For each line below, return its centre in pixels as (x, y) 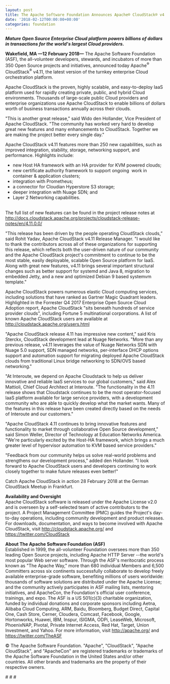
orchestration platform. (29, 77)
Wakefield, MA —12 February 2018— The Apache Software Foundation (80, 54)
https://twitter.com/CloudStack (38, 534)
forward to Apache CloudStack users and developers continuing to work (81, 466)
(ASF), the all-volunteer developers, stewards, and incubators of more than (84, 59)
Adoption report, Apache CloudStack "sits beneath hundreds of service (80, 308)
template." (16, 282)
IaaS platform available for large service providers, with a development (79, 398)
